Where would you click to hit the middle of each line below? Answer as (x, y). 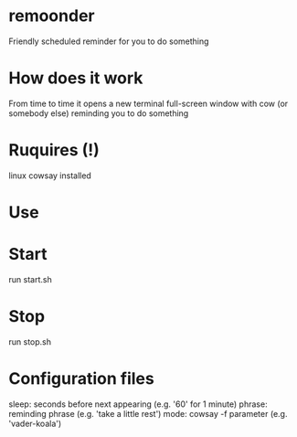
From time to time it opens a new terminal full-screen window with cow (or (148, 103)
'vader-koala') (35, 423)
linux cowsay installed (50, 176)
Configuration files (81, 379)
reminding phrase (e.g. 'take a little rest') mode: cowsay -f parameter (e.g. (148, 413)
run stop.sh (30, 341)
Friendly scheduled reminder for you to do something (109, 41)
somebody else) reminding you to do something (99, 113)
